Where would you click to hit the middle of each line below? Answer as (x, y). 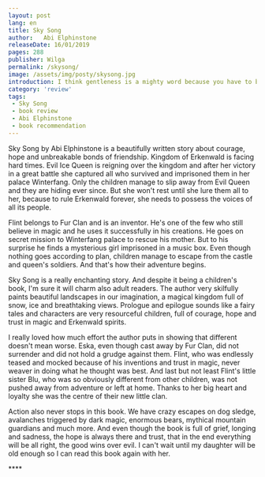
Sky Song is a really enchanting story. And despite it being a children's (123, 280)
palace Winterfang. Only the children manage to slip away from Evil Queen (129, 182)
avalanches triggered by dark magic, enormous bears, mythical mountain (127, 419)
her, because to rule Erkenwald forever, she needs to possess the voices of (131, 199)
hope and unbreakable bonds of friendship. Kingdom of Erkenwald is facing (131, 157)
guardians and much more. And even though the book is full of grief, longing (132, 428)
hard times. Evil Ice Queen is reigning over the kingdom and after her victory (132, 165)
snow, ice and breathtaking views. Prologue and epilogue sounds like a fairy (131, 305)
